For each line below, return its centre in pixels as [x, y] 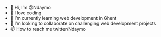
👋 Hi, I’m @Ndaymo [30, 8]
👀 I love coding [26, 13]
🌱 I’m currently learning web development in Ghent [63, 18]
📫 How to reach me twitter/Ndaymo [48, 29]
